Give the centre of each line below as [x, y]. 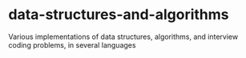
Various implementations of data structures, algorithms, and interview [123, 37]
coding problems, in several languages [72, 44]
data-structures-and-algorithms [119, 15]
